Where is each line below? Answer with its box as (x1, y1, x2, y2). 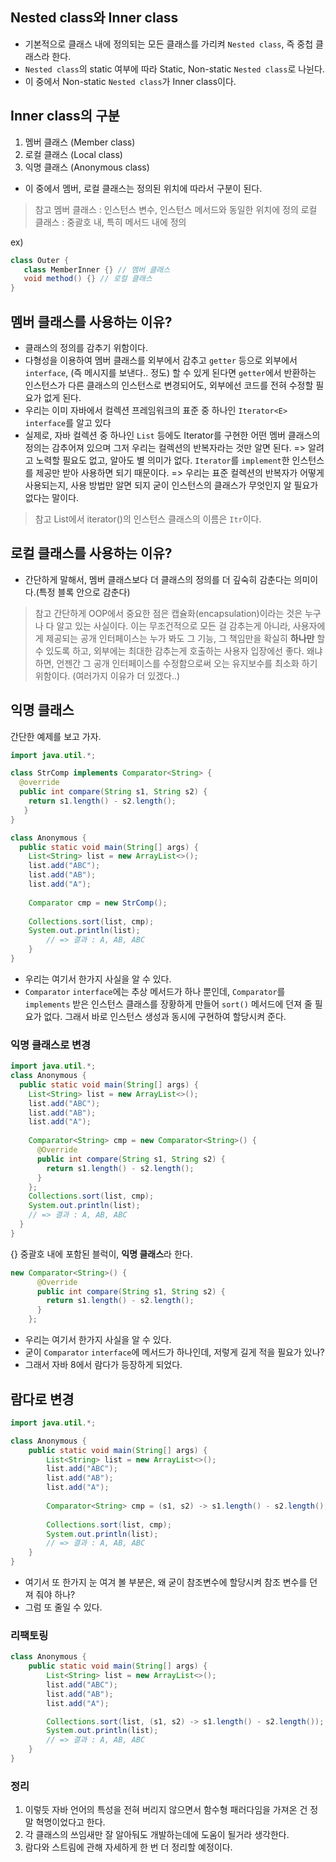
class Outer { (10, 255, 70, 265)
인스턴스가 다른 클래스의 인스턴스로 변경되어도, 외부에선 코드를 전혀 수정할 (24, 379, 314, 391)
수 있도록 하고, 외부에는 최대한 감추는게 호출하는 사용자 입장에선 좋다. (34, 644, 305, 657)
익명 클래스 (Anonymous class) (24, 161, 150, 173)
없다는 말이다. (24, 491, 80, 503)
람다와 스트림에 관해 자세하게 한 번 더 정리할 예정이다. (24, 1841, 233, 1853)
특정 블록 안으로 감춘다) (38, 586, 131, 598)
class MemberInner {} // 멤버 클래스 (23, 264, 171, 275)
